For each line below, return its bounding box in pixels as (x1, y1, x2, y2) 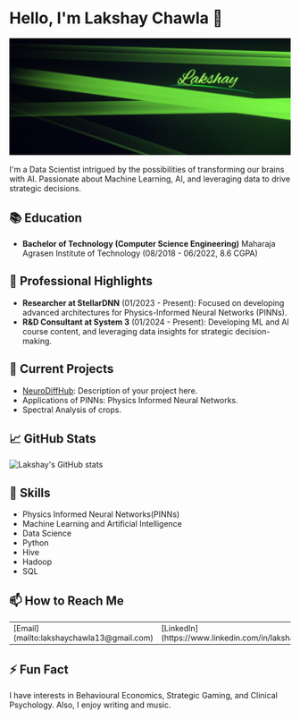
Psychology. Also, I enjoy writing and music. (9, 699, 171, 710)
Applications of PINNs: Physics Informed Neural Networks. (21, 394, 238, 405)
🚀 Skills (9, 485, 51, 500)
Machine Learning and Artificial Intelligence (21, 519, 183, 529)
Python (21, 537, 49, 548)
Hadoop (21, 556, 52, 567)
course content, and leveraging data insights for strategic (21, 326, 234, 336)
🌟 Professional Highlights (9, 274, 154, 289)
